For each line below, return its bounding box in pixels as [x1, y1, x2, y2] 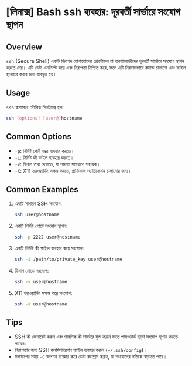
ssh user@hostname [14, 211, 60, 218]
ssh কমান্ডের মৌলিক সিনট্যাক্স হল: [6, 103, 64, 110]
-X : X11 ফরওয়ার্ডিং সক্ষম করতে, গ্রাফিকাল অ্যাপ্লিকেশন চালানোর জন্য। [14, 167, 132, 174]
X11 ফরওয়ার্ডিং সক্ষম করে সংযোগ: [14, 289, 73, 296]
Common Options [6, 132, 72, 142]
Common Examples [6, 184, 79, 194]
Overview [6, 42, 43, 52]
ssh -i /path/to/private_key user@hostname [14, 257, 123, 263]
